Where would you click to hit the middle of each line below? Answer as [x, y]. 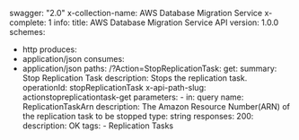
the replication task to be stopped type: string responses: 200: [138, 116]
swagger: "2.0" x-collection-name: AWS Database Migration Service [136, 13]
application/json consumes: [73, 59]
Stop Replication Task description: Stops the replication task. [135, 78]
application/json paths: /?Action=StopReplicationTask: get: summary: [149, 68]
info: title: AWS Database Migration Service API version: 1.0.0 [166, 22]
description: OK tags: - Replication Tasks [98, 126]
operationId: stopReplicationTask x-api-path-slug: [114, 87]
